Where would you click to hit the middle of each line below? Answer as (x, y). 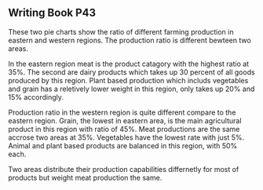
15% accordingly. (36, 97)
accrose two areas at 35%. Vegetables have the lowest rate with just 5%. (126, 137)
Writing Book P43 (52, 13)
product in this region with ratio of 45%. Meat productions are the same (124, 129)
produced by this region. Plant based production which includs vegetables (128, 80)
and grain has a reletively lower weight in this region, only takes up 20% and (131, 89)
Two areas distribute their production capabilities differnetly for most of (124, 169)
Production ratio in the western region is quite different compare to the (122, 112)
